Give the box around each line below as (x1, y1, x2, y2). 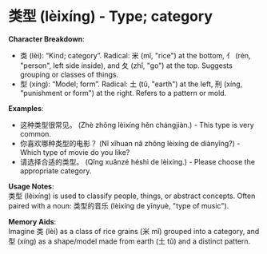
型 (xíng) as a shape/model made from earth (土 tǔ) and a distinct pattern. (8, 236, 251, 246)
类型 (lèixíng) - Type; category (8, 7, 213, 26)
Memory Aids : (8, 216, 57, 226)
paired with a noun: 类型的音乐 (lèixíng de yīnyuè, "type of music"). (8, 200, 229, 210)
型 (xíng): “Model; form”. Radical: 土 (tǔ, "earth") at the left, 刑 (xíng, (19, 79, 243, 89)
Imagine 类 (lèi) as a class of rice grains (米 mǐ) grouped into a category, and (8, 226, 260, 236)
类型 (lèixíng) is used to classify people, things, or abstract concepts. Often (8, 191, 256, 200)
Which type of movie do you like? (19, 147, 130, 157)
